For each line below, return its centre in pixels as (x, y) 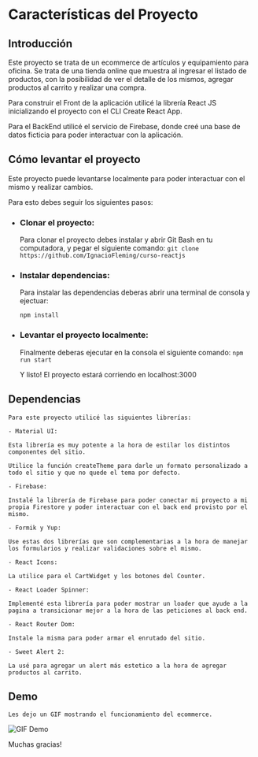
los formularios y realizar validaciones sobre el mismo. (105, 548)
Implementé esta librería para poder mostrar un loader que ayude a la (128, 603)
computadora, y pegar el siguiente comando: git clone (109, 248)
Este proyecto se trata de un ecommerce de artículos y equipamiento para (129, 62)
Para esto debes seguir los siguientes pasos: (81, 202)
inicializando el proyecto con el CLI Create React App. (95, 111)
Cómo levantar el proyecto (74, 160)
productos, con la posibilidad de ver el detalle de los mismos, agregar (121, 79)
